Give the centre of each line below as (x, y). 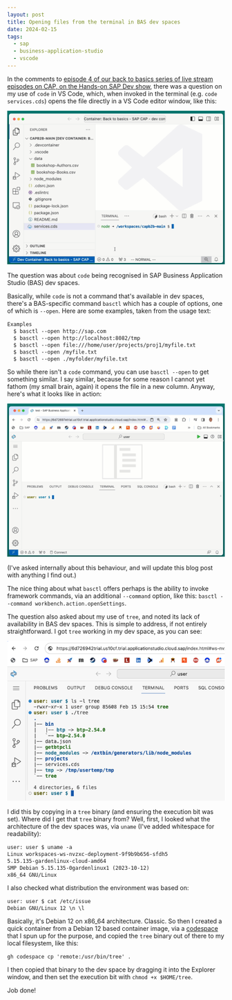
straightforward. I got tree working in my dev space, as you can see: (105, 631)
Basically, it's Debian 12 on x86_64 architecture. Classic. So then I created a (115, 921)
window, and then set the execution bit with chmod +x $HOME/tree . (100, 976)
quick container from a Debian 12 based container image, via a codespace (113, 928)
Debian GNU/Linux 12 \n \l (46, 908)
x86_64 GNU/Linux (32, 875)
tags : (15, 37)
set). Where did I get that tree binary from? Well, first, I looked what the (109, 819)
